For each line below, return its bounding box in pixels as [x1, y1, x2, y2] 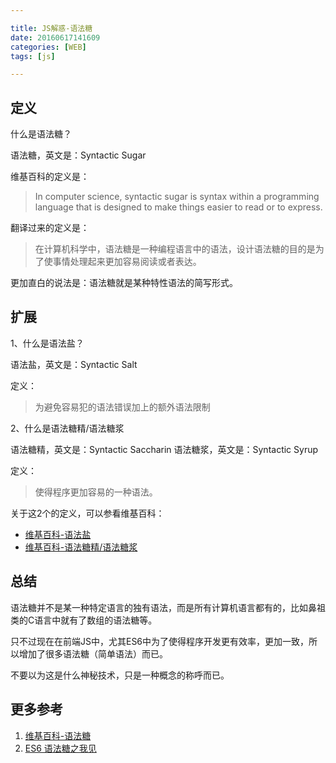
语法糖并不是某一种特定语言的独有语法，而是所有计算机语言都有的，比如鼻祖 [10, 601, 326, 613]
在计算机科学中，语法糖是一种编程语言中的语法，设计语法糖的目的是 [34, 243, 316, 255]
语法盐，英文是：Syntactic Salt [10, 358, 138, 370]
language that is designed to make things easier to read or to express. [34, 201, 323, 213]
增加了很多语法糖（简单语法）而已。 [18, 647, 168, 660]
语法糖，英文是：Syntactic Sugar [10, 149, 147, 161]
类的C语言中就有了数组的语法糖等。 [10, 614, 158, 626]
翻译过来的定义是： [10, 222, 90, 234]
